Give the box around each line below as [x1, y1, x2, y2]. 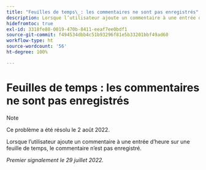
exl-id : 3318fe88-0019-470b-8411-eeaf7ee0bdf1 [6, 26, 128, 33]
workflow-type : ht [6, 37, 53, 44]
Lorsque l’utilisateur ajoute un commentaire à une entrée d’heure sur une [6, 137, 190, 145]
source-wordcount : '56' [6, 44, 67, 50]
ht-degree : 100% [6, 49, 48, 55]
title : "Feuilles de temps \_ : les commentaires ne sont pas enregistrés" [6, 9, 199, 15]
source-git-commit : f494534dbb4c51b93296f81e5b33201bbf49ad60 [6, 32, 169, 38]
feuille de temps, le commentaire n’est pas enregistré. [6, 144, 142, 152]
